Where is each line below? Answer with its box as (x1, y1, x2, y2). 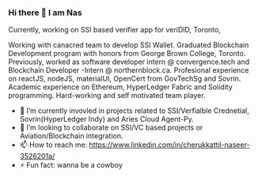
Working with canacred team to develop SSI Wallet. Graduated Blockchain (8, 40, 249, 50)
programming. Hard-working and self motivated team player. (8, 91, 206, 100)
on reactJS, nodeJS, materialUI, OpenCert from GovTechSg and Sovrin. (8, 74, 241, 84)
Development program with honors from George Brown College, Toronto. (8, 49, 246, 58)
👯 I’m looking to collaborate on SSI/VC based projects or (19, 122, 203, 133)
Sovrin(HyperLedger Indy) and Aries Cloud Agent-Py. (19, 115, 194, 124)
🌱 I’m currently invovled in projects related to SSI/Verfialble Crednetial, (19, 106, 249, 115)
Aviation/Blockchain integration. (19, 131, 124, 141)
